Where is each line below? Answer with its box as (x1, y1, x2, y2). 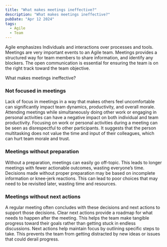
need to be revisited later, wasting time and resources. (5, 180, 117, 187)
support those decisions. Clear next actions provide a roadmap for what (5, 210, 153, 216)
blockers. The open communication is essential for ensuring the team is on (5, 60, 159, 66)
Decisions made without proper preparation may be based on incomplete (5, 170, 156, 176)
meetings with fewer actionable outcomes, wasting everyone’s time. (5, 165, 145, 171)
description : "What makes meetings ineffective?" (5, 12, 111, 17)
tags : (5, 21, 16, 26)
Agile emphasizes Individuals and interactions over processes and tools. (5, 44, 154, 50)
